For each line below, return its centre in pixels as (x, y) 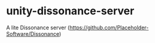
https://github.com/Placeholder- (109, 27)
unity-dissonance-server (70, 11)
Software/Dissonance (33, 33)
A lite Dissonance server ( (38, 27)
